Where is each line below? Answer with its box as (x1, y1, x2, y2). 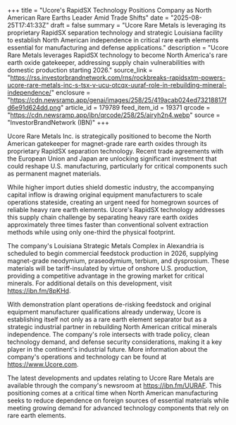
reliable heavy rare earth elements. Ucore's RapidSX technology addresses (7, 206, 225, 214)
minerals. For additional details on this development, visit (7, 279, 173, 288)
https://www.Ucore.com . (7, 360, 79, 369)
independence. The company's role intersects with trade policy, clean (7, 331, 210, 338)
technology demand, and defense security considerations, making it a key (7, 338, 222, 346)
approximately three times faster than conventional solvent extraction (7, 221, 209, 228)
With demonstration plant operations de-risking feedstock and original (7, 300, 211, 309)
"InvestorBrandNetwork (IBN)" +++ (7, 118, 110, 126)
